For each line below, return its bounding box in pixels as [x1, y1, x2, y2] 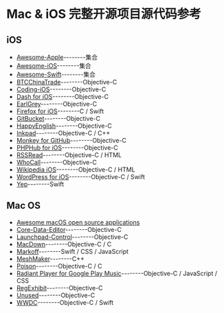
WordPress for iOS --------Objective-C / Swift [16, 173, 145, 181]
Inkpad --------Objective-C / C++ [16, 129, 111, 137]
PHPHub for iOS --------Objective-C [16, 143, 118, 152]
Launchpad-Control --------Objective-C [16, 233, 128, 241]
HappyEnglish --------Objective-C [16, 121, 113, 130]
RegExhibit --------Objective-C [16, 283, 104, 292]
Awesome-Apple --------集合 [16, 53, 98, 61]
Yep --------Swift [16, 180, 65, 188]
